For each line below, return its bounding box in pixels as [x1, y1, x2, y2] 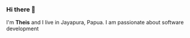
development [6, 25, 39, 32]
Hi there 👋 [6, 5, 36, 14]
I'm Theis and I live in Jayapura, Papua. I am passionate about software [6, 19, 184, 26]
